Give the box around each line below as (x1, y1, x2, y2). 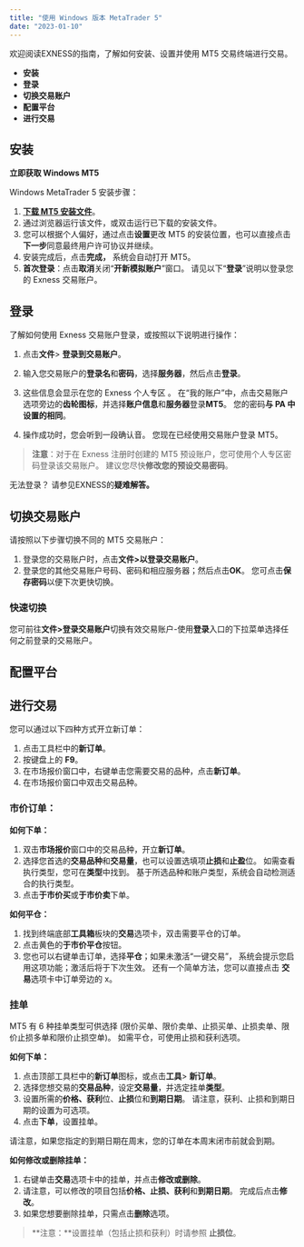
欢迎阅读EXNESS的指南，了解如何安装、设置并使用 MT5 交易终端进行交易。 (9, 47, 293, 59)
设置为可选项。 (38, 1105, 95, 1116)
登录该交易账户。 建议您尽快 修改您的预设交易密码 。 (39, 460, 233, 471)
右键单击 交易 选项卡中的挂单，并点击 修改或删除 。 (22, 1174, 206, 1185)
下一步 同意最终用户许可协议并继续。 (22, 240, 159, 251)
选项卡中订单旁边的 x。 (30, 973, 118, 984)
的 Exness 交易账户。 (22, 274, 103, 285)
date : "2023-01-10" (9, 22, 83, 31)
